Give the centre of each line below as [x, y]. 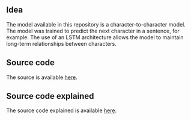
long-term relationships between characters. [62, 43]
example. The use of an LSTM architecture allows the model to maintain [95, 37]
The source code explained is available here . [62, 110]
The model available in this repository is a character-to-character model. [96, 24]
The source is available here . [42, 77]
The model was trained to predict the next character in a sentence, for [93, 31]
